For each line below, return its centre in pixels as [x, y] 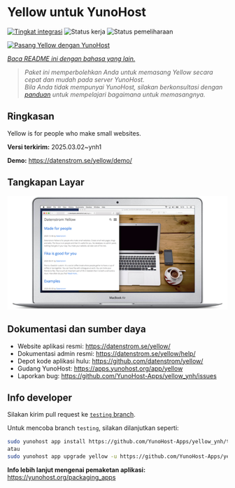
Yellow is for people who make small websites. [74, 133]
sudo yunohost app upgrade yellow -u [62, 457]
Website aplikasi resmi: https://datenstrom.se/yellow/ [94, 346]
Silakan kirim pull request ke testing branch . [71, 415]
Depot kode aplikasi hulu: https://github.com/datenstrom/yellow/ [110, 361]
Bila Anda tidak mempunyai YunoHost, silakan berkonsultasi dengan [123, 87]
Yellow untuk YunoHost [77, 12]
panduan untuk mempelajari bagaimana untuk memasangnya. [115, 94]
